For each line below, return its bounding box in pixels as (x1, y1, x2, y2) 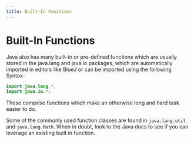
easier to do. (6, 106, 37, 113)
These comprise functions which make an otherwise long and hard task (6, 99, 179, 106)
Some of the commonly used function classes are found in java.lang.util (6, 117, 186, 124)
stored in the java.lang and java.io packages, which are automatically (6, 59, 173, 66)
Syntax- (6, 72, 25, 79)
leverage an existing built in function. (6, 130, 96, 137)
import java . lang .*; (6, 83, 57, 89)
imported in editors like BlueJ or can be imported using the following (6, 66, 172, 73)
